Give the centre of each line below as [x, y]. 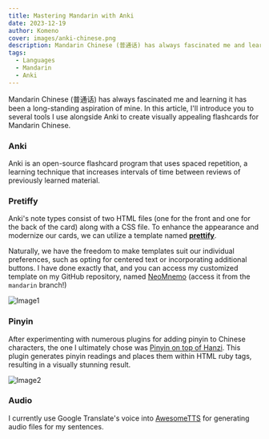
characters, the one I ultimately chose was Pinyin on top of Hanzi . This [124, 347]
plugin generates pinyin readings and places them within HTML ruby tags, [130, 356]
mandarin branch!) [38, 285]
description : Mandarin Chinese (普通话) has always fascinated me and [127, 46]
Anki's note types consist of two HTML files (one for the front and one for [129, 219]
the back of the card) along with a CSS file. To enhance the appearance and [133, 227]
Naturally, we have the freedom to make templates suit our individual [121, 251]
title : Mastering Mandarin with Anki [71, 16]
